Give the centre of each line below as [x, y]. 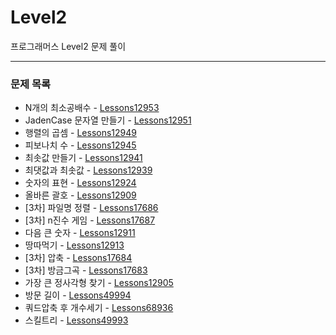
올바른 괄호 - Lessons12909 [80, 195]
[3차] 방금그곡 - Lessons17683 [86, 270]
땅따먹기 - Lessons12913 [74, 245]
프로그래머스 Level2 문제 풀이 [68, 46]
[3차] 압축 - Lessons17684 [78, 258]
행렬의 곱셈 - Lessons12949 [81, 133]
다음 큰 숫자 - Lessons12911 [80, 233]
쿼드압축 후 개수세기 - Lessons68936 [99, 308]
